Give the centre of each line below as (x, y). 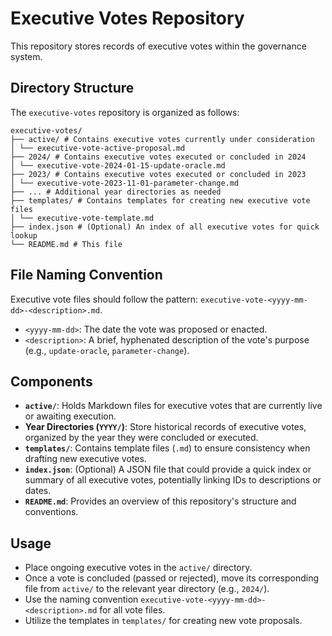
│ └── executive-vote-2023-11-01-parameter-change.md (125, 183)
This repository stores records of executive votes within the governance (158, 46)
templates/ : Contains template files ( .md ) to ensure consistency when (167, 448)
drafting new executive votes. (85, 459)
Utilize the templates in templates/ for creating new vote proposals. (163, 621)
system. (26, 56)
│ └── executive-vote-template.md (82, 218)
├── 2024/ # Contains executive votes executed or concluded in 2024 (158, 157)
